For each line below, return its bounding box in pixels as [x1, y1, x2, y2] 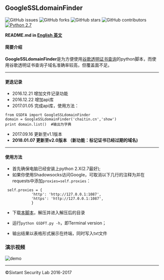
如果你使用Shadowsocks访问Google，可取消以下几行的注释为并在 [12, 172, 145, 178]
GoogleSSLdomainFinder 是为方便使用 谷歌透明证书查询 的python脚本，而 [5, 56, 152, 62]
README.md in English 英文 [5, 32, 62, 38]
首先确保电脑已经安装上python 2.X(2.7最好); [12, 166, 101, 172]
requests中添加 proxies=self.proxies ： [12, 178, 91, 184]
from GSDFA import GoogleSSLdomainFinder [5, 112, 91, 118]
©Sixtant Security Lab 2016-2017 [5, 269, 72, 275]
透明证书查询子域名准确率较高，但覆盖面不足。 [18, 62, 112, 68]
